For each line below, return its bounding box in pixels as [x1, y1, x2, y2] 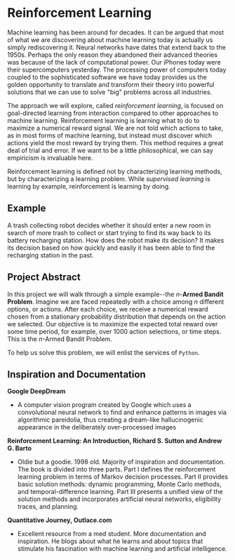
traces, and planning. [17, 502, 79, 511]
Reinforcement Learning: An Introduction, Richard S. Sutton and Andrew [7, 436, 222, 445]
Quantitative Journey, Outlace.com [7, 516, 112, 524]
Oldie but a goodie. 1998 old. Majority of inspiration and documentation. [17, 458, 226, 466]
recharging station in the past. [7, 251, 94, 259]
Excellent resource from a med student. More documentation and [17, 530, 207, 538]
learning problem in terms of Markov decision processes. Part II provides [17, 472, 229, 481]
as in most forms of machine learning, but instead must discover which [7, 131, 213, 140]
